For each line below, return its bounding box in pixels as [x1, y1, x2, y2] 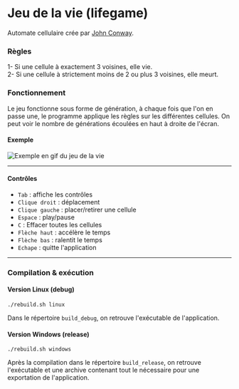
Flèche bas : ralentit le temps [17, 235, 103, 244]
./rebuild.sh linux [7, 301, 65, 308]
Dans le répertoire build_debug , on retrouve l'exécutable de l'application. [7, 313, 220, 322]
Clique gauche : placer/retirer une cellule [17, 205, 137, 214]
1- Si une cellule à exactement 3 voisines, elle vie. [7, 63, 153, 71]
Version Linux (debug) [7, 285, 75, 294]
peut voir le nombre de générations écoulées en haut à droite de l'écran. [7, 119, 219, 128]
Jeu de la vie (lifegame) [7, 5, 149, 21]
